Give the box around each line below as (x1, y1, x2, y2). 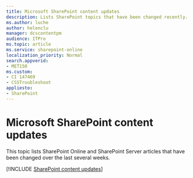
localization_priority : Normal (6, 52, 83, 58)
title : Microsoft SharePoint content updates (6, 8, 119, 15)
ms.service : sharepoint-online (6, 47, 83, 53)
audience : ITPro (6, 36, 46, 42)
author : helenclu (6, 25, 49, 31)
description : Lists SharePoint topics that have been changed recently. (6, 14, 188, 20)
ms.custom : (6, 69, 33, 75)
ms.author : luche (6, 19, 49, 25)
